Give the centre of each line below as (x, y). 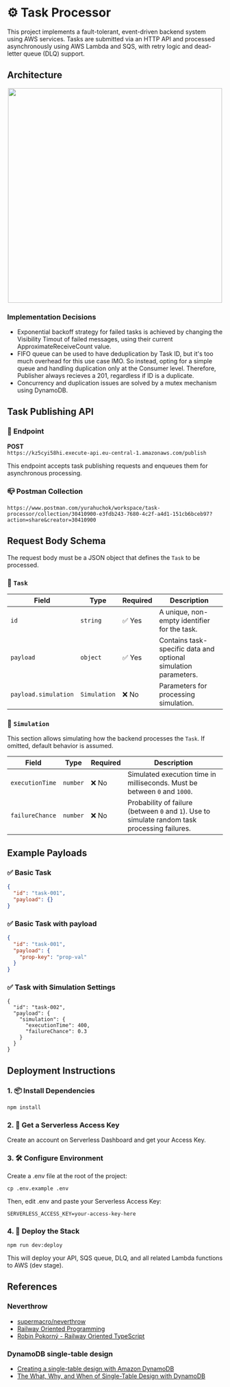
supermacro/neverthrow (51, 1321)
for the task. (178, 629)
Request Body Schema (56, 541)
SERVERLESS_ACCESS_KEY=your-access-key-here (72, 1214)
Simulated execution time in (172, 774)
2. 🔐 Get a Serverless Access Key (63, 1125)
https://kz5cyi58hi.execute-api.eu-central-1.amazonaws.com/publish (107, 453)
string (91, 621)
